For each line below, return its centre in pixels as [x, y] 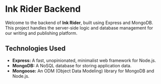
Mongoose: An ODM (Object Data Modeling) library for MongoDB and [83, 71]
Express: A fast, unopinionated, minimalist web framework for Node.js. [84, 60]
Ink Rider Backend [43, 9]
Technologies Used [35, 48]
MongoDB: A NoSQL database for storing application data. [72, 65]
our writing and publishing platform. [41, 33]
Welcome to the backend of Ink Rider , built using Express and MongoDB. [79, 23]
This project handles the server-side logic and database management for [79, 28]
